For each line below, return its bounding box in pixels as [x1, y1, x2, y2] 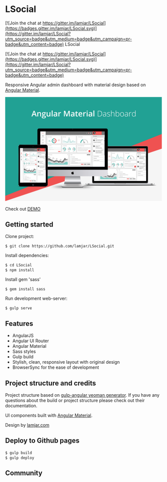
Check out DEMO [5, 206, 41, 212]
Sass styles [12, 348, 36, 355]
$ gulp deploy [5, 455, 35, 460]
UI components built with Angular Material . [5, 413, 93, 419]
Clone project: [5, 234, 34, 240]
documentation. [5, 403, 38, 409]
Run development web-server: [5, 295, 68, 301]
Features [5, 319, 33, 328]
